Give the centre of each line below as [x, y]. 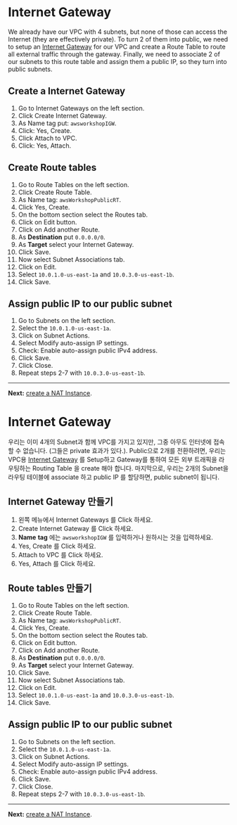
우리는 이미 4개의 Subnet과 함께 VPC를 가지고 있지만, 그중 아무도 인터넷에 [110, 442]
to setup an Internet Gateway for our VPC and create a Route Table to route [117, 46]
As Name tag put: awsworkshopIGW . [67, 123]
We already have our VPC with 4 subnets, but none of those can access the [118, 32]
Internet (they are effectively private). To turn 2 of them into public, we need [118, 39]
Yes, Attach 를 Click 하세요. [57, 564]
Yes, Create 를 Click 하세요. [57, 546]
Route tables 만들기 [50, 588]
